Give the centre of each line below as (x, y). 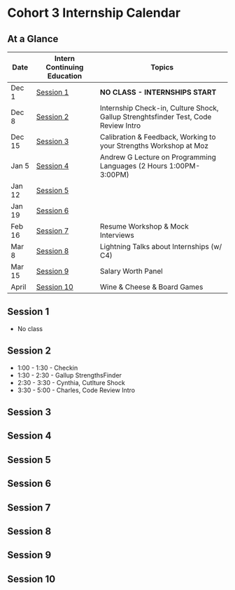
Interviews (117, 235)
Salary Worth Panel (131, 271)
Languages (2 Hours (134, 166)
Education (65, 76)
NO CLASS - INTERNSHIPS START (158, 92)
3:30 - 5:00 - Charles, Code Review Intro (76, 390)
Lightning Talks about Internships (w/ (161, 247)
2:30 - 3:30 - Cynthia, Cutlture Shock (71, 382)
